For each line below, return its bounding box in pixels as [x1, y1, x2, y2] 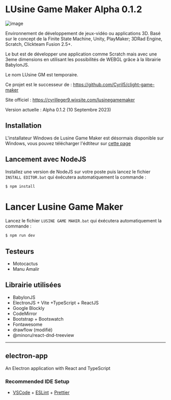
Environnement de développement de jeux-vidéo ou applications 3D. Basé [5, 30, 161, 36]
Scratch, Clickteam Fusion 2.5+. [5, 41, 72, 47]
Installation [5, 121, 42, 130]
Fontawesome [12, 321, 43, 327]
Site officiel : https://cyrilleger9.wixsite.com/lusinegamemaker [5, 97, 135, 103]
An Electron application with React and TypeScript [5, 365, 110, 371]
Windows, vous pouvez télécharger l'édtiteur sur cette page [5, 140, 131, 146]
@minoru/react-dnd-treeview [12, 332, 74, 338]
